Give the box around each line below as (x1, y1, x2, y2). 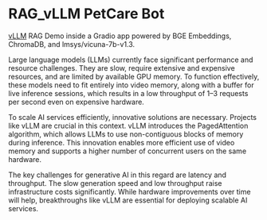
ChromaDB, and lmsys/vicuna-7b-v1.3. (8, 39, 135, 48)
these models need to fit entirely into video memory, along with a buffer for (8, 80, 254, 90)
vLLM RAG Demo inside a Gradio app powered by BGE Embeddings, (8, 31, 232, 41)
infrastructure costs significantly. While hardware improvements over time (8, 187, 251, 196)
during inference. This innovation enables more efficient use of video (8, 137, 235, 147)
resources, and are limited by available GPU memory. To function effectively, (8, 71, 260, 81)
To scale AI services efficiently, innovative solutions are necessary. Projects (8, 112, 257, 122)
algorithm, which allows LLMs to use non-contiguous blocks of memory (8, 129, 244, 139)
